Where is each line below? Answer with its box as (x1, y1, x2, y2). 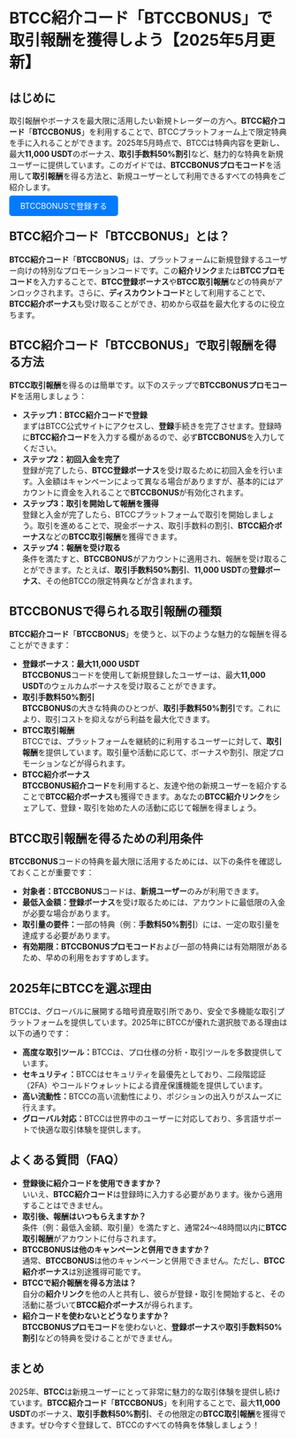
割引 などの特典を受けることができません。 (21, 1333, 178, 1343)
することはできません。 (21, 1200, 108, 1211)
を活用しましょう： (17, 390, 87, 401)
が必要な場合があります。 (21, 908, 115, 919)
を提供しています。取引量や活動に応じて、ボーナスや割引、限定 (37, 747, 269, 757)
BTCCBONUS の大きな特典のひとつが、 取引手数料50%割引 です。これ (21, 703, 274, 713)
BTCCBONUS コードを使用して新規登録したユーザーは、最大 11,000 (21, 670, 266, 681)
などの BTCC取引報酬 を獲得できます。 (45, 531, 183, 542)
